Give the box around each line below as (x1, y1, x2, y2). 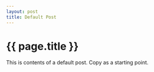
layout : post (6, 8, 38, 15)
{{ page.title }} (6, 40, 79, 53)
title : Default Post (6, 14, 57, 20)
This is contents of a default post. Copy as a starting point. (6, 59, 149, 66)
